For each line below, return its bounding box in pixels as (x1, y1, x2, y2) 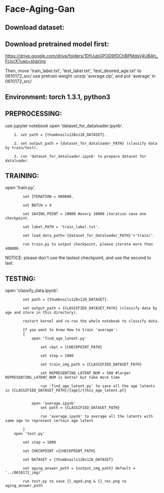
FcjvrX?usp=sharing (5, 58, 46, 64)
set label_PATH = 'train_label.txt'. (23, 224, 100, 229)
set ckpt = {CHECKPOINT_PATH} (40, 345, 102, 350)
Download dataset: (5, 23, 65, 32)
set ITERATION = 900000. (23, 194, 74, 199)
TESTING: (5, 274, 36, 283)
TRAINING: (5, 172, 39, 180)
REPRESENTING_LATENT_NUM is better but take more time (5, 375, 120, 380)
